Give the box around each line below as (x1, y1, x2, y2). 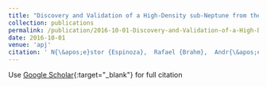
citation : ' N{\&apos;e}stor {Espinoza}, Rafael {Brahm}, (8, 48, 208, 56)
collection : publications (8, 19, 94, 27)
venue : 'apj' (8, 41, 52, 49)
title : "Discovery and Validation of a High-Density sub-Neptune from (8, 11, 247, 20)
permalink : (8, 26, 44, 34)
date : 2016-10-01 (8, 33, 66, 42)
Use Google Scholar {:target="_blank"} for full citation (8, 70, 183, 79)
